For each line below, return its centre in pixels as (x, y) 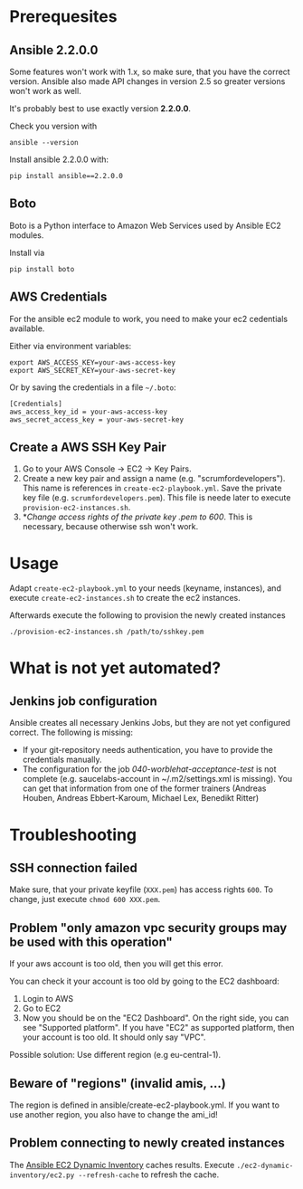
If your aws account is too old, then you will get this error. (116, 964)
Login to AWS (48, 999)
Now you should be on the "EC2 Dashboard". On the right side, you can (156, 1018)
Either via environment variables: (71, 346)
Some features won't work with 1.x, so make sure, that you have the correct (150, 71)
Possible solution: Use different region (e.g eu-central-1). (115, 1055)
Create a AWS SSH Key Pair (88, 447)
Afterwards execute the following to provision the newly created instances (148, 615)
